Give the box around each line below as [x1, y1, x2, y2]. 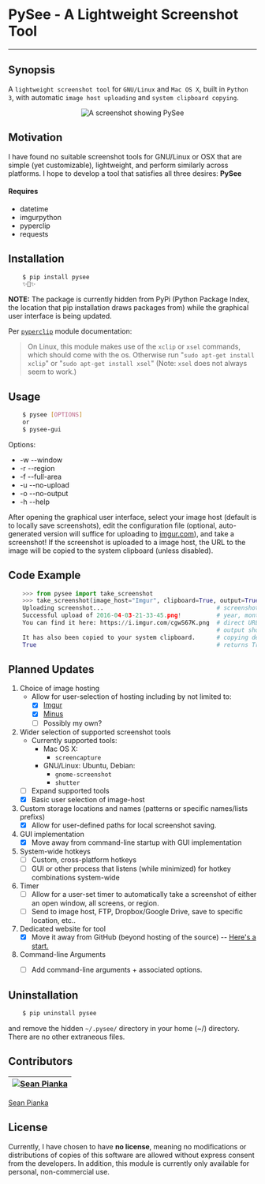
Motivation [8, 131, 63, 144]
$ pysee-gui [22, 425, 62, 433]
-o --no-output [19, 488, 69, 498]
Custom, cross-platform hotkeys [31, 854, 136, 865]
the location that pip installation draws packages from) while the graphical [8, 303, 249, 312]
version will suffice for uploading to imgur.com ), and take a [43, 529, 235, 538]
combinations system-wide [31, 872, 120, 882]
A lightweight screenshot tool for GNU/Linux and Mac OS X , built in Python [8, 84, 248, 94]
